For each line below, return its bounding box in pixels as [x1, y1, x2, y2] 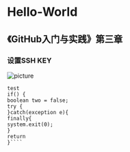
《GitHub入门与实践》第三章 [7, 33, 123, 45]
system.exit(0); [7, 121, 53, 128]
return [7, 133, 26, 140]
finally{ [7, 115, 32, 122]
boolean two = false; [7, 97, 69, 104]
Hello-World [7, 4, 78, 20]
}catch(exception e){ [7, 109, 69, 116]
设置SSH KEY [7, 56, 52, 65]
